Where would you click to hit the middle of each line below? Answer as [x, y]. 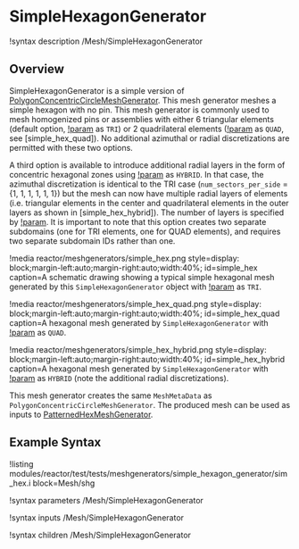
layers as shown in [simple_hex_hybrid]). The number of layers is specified [147, 212]
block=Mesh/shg [64, 483]
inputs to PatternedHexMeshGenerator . [81, 414]
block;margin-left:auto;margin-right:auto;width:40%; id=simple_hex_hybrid [147, 359]
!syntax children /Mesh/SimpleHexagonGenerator [100, 535]
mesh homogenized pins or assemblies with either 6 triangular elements [142, 119]
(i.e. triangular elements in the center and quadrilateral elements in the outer [149, 203]
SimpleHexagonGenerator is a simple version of [97, 90]
